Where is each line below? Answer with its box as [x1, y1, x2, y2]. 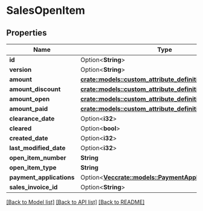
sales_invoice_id [9, 183, 58, 191]
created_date [9, 134, 48, 142]
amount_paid [9, 105, 48, 113]
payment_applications [9, 173, 75, 181]
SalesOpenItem [6, 4, 86, 17]
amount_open [9, 95, 50, 103]
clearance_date [9, 115, 55, 122]
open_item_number [9, 154, 66, 162]
